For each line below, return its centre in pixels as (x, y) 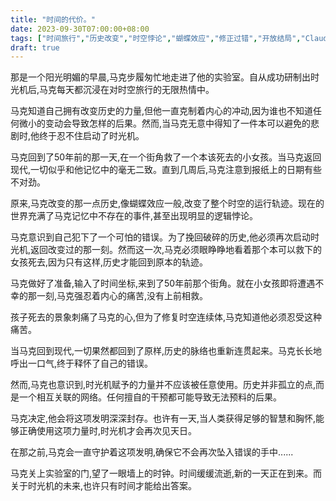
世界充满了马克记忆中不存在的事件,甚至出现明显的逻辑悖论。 (134, 216)
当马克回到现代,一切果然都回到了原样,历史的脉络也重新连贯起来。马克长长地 (166, 351)
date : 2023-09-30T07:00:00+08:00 (80, 29)
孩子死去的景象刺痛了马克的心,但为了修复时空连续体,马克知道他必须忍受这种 (166, 317)
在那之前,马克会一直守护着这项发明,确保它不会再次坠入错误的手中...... (152, 452)
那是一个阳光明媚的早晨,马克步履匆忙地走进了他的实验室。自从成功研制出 (161, 77)
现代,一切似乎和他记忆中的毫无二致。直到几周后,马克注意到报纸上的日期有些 (166, 170)
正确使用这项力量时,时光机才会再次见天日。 (108, 431)
